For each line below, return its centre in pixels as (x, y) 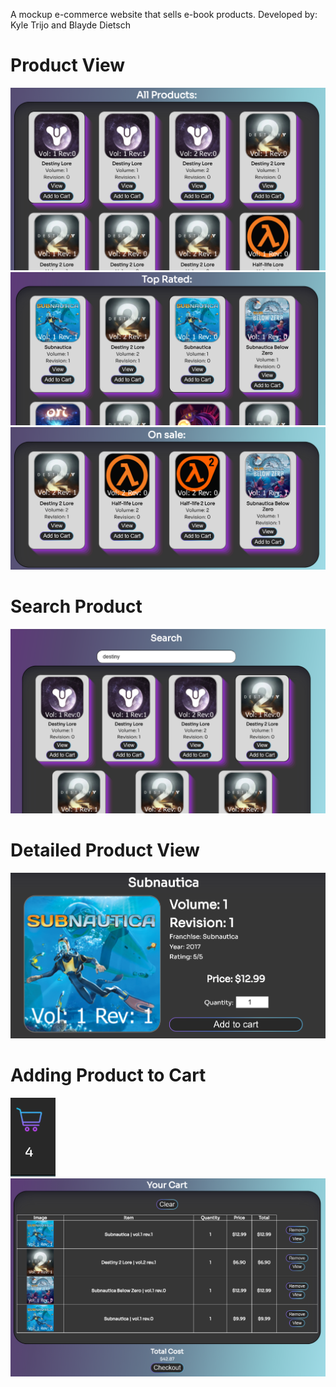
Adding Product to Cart (108, 1075)
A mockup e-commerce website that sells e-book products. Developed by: (164, 14)
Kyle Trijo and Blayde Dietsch (70, 25)
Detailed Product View (105, 850)
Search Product (76, 606)
